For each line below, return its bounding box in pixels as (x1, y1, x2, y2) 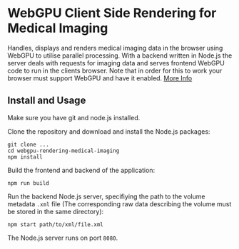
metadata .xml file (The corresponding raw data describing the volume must (7, 199, 232, 208)
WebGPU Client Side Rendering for (7, 5, 217, 21)
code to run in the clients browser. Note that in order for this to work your (7, 66, 223, 75)
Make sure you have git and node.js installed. (7, 113, 141, 122)
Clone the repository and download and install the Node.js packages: (7, 127, 210, 136)
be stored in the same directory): (7, 207, 104, 216)
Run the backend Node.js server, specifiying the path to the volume (7, 192, 205, 201)
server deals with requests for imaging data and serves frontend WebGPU (7, 58, 225, 67)
